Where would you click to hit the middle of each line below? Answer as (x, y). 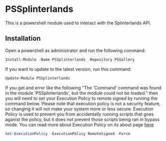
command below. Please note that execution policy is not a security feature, (83, 103)
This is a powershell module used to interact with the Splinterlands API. (78, 23)
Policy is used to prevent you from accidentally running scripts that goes (80, 114)
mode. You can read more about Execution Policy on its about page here (80, 125)
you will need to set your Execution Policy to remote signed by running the (82, 98)
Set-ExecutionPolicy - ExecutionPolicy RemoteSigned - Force (68, 134)
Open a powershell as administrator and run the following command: (76, 50)
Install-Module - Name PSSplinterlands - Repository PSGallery (70, 60)
